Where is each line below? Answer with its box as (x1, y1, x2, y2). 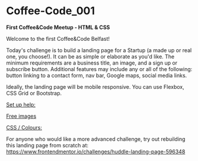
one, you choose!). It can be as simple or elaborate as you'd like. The (6, 53, 175, 60)
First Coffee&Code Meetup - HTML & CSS (6, 24, 110, 31)
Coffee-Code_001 (6, 4, 95, 18)
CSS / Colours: (6, 124, 43, 131)
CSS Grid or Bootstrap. (6, 89, 62, 96)
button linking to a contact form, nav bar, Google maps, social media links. (6, 72, 187, 79)
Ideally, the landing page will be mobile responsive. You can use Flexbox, (6, 83, 185, 90)
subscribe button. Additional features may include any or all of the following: (6, 65, 193, 72)
